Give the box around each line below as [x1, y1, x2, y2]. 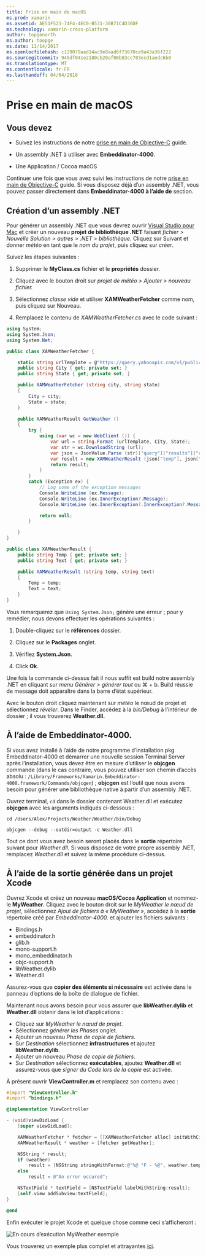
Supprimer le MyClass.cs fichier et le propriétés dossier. [15, 265, 161, 273]
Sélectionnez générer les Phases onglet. [15, 1026, 118, 1034]
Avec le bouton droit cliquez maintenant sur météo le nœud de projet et [6, 699, 186, 706]
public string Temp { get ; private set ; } [17, 552, 128, 558]
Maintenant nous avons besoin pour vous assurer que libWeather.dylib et [6, 1002, 193, 1009]
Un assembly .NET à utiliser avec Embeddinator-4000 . [15, 151, 156, 158]
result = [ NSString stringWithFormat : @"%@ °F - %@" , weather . [28, 1162, 191, 1169]
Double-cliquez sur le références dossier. [15, 626, 121, 634]
